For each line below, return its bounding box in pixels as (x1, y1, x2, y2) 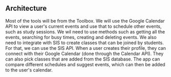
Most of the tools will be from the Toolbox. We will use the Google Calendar (5, 17, 165, 24)
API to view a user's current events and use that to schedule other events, (5, 23, 162, 29)
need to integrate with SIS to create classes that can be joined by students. (5, 40, 164, 46)
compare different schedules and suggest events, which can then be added (5, 61, 165, 67)
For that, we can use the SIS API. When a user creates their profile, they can (5, 45, 166, 51)
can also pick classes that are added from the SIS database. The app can (5, 56, 160, 62)
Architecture (5, 4, 47, 13)
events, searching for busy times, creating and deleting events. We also (5, 34, 157, 40)
